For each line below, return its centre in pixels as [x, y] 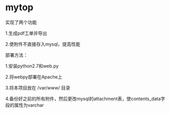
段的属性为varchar [25, 105]
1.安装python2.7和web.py [32, 66]
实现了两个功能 [21, 22]
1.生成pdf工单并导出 [26, 33]
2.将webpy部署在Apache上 [34, 77]
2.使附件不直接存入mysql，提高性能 [43, 44]
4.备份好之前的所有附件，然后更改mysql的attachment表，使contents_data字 [85, 99]
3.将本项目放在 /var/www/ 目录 [38, 88]
